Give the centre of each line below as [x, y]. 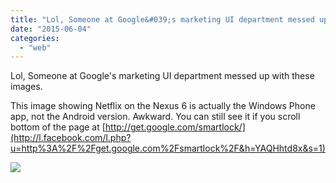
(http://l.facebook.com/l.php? [71, 138]
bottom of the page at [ [58, 127]
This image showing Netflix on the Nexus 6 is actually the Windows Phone [163, 106]
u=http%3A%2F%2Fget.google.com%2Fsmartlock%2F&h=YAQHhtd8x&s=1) [168, 148]
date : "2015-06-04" [51, 29]
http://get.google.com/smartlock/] [175, 127]
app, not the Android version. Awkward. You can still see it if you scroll [155, 117]
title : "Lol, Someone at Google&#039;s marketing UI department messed [162, 19]
